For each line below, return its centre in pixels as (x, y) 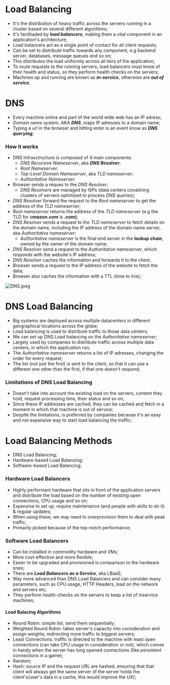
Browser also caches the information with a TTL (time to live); (77, 276)
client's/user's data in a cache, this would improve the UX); (74, 677)
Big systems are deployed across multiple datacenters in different (81, 321)
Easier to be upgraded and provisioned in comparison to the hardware (86, 562)
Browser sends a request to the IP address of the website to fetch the (85, 265)
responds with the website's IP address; (54, 255)
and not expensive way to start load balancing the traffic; (72, 420)
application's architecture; (40, 40)
